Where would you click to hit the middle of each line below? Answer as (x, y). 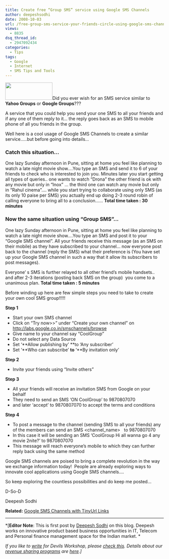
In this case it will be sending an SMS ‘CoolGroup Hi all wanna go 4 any (86, 435)
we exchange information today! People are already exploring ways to (78, 466)
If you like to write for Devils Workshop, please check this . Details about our (84, 546)
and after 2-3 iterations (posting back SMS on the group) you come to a (80, 277)
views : (12, 29)
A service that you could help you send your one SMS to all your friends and (84, 113)
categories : (18, 47)
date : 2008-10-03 (23, 19)
